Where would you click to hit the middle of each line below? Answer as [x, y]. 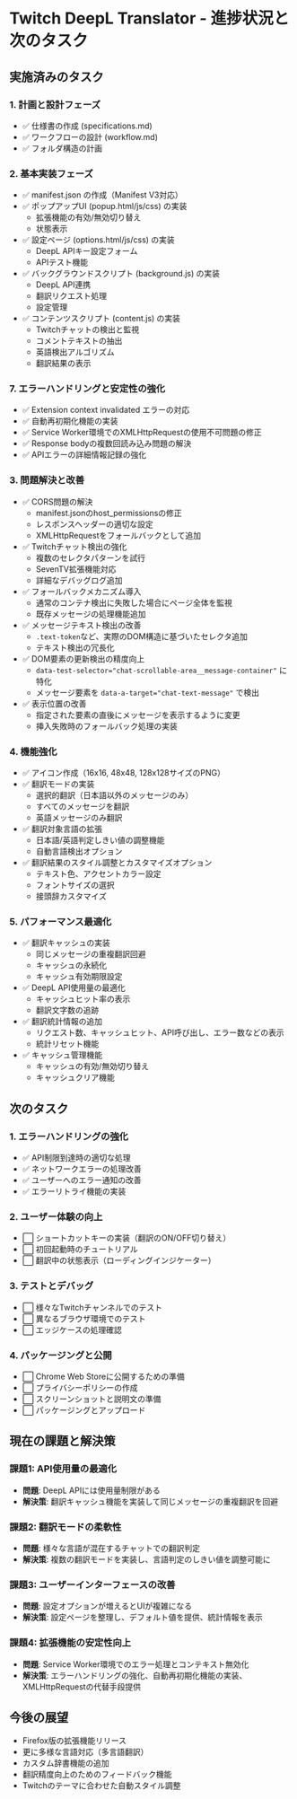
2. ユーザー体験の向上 [56, 1216]
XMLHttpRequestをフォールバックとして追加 [118, 535]
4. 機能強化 [33, 751]
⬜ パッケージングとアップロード [84, 1409]
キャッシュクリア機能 [75, 1077]
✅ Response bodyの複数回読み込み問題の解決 [107, 443]
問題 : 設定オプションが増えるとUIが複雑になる [107, 1606]
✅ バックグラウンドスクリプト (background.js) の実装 [121, 274]
